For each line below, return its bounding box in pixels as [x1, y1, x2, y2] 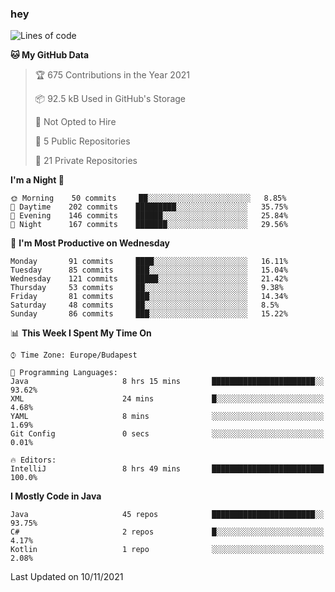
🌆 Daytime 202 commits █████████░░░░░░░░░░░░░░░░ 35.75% [10, 202, 288, 212]
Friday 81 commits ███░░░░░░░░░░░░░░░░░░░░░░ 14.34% [10, 292, 288, 302]
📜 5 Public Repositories [34, 135, 131, 147]
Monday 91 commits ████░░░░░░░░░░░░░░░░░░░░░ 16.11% [10, 257, 288, 267]
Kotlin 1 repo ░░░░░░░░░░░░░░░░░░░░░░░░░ [10, 545, 325, 555]
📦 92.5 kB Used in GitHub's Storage [34, 93, 186, 105]
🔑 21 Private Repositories [34, 155, 138, 167]
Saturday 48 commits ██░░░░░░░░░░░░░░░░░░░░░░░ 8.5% [10, 300, 280, 311]
